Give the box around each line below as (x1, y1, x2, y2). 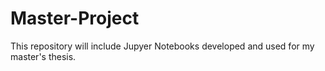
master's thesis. (10, 50, 77, 62)
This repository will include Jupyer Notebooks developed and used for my (10, 40, 315, 52)
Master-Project (10, 7, 140, 30)
